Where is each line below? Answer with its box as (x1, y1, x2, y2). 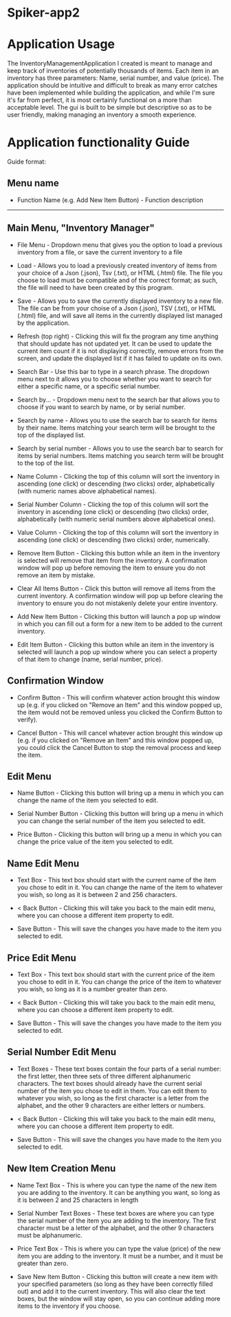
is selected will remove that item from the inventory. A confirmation (16, 556, 208, 564)
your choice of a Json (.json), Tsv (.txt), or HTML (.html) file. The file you (16, 268, 223, 277)
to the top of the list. (16, 459, 75, 467)
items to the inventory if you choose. (16, 1302, 122, 1310)
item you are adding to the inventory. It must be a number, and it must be (16, 1251, 223, 1260)
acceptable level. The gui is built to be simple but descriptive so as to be (7, 103, 212, 112)
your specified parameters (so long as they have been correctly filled (16, 1280, 213, 1288)
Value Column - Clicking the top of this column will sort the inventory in (16, 528, 219, 536)
